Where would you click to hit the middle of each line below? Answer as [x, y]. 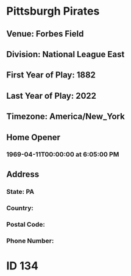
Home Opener [34, 137]
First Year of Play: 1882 [51, 75]
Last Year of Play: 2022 [51, 96]
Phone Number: [30, 241]
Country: [20, 208]
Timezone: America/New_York [65, 117]
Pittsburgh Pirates [53, 11]
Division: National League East [65, 54]
